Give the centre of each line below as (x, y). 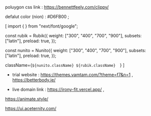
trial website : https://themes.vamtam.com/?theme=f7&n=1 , (73, 75)
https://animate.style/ (27, 99)
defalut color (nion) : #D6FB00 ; (37, 16)
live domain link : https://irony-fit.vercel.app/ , (58, 89)
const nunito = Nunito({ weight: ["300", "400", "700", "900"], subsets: (75, 50)
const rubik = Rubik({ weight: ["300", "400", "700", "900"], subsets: (74, 36)
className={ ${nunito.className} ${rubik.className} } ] (65, 65)
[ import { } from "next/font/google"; (42, 26)
